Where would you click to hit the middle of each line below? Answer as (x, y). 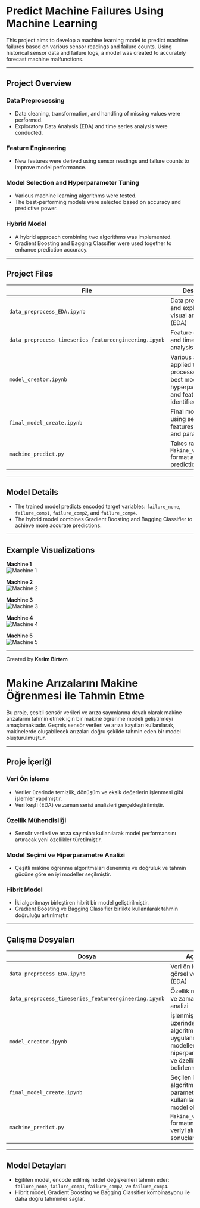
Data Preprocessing (35, 101)
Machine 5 (19, 636)
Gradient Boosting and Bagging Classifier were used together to (93, 243)
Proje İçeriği (29, 762)
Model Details (32, 492)
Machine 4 (20, 618)
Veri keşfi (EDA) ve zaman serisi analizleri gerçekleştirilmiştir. (90, 805)
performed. (29, 120)
